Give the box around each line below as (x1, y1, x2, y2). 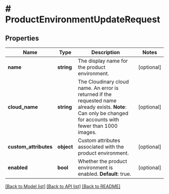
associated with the (77, 143, 124, 150)
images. (77, 129, 97, 135)
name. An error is (77, 84, 119, 91)
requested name (77, 97, 117, 104)
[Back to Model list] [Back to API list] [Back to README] (5, 183, 121, 189)
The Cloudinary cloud (77, 78, 129, 85)
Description (91, 49, 120, 56)
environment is (77, 164, 113, 171)
